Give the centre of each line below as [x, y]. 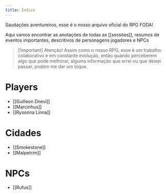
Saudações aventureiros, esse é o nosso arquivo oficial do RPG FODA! [79, 25]
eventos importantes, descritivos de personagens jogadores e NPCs [77, 40]
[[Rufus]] [22, 187]
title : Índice [20, 10]
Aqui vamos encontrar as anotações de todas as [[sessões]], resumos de [82, 34]
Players [22, 87]
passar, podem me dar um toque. [53, 66]
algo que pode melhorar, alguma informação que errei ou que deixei [89, 61]
